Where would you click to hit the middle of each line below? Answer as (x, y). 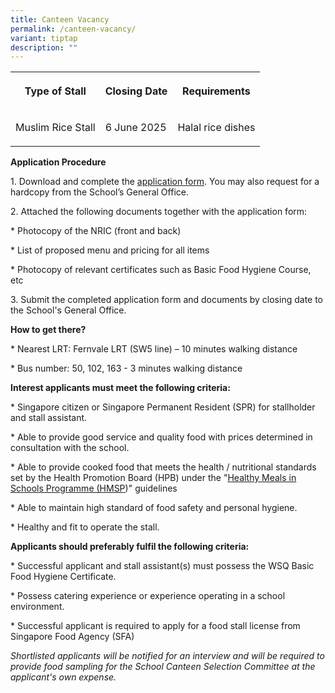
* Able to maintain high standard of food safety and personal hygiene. (154, 508)
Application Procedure (58, 162)
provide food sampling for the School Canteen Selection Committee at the (163, 667)
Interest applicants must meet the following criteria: (120, 388)
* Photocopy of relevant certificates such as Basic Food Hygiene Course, (161, 270)
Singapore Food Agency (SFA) (72, 637)
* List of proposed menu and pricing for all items (110, 250)
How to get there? (48, 330)
